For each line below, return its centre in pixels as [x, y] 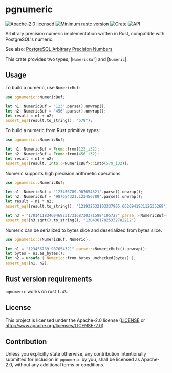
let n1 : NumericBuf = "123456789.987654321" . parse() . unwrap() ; [74, 192]
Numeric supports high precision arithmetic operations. [63, 173]
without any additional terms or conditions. [60, 365]
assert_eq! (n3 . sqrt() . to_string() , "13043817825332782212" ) [71, 220]
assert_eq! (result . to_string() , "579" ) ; [49, 121]
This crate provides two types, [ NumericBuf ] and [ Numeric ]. [67, 59]
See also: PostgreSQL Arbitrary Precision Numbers [59, 49]
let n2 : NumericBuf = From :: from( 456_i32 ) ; [52, 154]
